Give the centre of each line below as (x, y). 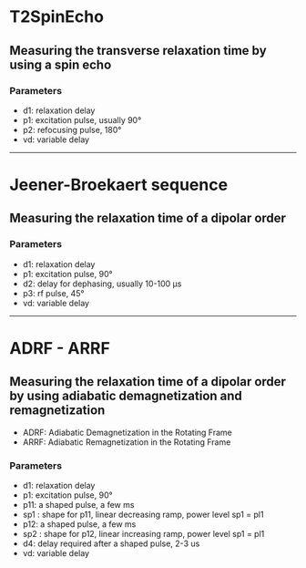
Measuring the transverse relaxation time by (138, 51)
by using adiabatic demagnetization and (126, 396)
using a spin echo (61, 64)
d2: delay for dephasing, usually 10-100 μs (102, 284)
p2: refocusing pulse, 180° (72, 129)
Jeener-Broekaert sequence (119, 185)
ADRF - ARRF (60, 348)
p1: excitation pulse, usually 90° (82, 119)
